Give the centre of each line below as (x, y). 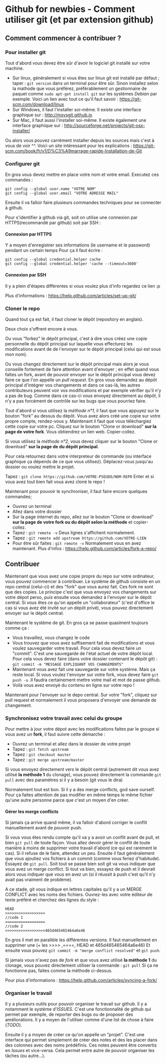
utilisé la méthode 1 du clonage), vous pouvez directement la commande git (83, 774)
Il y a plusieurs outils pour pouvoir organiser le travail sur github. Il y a (76, 1004)
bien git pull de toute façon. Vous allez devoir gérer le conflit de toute (78, 843)
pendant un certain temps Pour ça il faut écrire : (54, 250)
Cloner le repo (23, 308)
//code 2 (14, 926)
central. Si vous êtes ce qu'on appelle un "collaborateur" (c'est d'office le (80, 602)
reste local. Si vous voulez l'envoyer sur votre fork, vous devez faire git (85, 674)
